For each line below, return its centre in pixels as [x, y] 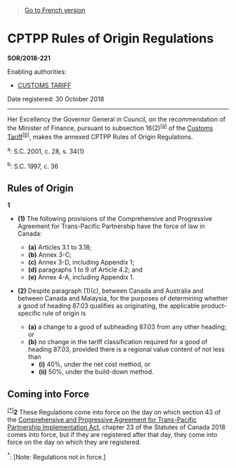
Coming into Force [48, 394]
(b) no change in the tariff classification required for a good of [118, 342]
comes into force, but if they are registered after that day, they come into [112, 434]
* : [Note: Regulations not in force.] [57, 456]
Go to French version [55, 10]
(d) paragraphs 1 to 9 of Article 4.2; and [85, 270]
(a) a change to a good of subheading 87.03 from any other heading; [127, 327]
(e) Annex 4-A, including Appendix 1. [81, 277]
